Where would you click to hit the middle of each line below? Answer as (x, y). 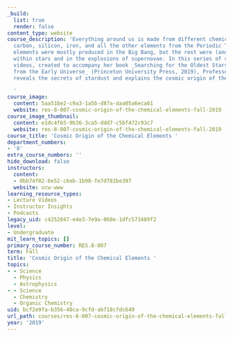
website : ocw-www (38, 187)
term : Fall (23, 252)
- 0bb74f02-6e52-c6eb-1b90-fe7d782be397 (72, 181)
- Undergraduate (31, 232)
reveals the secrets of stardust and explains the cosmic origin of (114, 78)
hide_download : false (38, 162)
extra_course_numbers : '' (44, 155)
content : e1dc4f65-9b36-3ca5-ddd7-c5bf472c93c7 (84, 123)
